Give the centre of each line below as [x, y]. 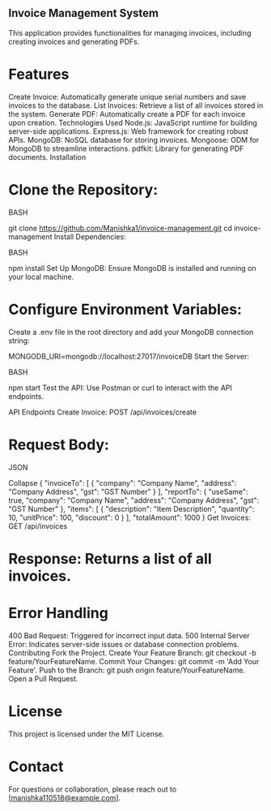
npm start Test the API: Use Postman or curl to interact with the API [121, 388]
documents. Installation [47, 157]
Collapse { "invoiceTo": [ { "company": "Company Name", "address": [123, 483]
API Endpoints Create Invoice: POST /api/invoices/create [102, 412]
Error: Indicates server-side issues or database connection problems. [124, 644]
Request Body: [59, 444]
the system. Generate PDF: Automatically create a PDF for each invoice [127, 114]
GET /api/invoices [38, 526]
